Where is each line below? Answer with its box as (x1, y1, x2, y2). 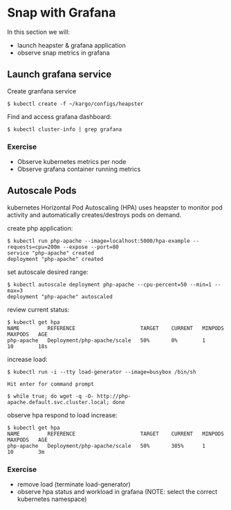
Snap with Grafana (7, 5, 116, 21)
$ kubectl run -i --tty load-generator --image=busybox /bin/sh (7, 368, 196, 375)
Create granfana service (7, 86, 77, 95)
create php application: (7, 224, 73, 233)
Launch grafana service (7, 69, 112, 80)
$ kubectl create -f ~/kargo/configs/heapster (7, 100, 144, 107)
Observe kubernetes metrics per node (17, 158, 127, 166)
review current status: (7, 305, 70, 313)
